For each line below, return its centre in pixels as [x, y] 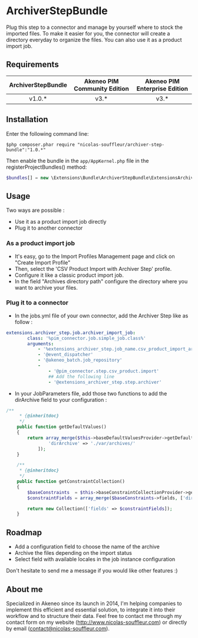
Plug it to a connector [37, 303]
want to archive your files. [46, 287]
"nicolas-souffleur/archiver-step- [121, 145]
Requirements [32, 65]
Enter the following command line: [47, 133]
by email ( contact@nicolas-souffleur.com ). [58, 628]
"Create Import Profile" [42, 262]
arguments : [41, 343]
